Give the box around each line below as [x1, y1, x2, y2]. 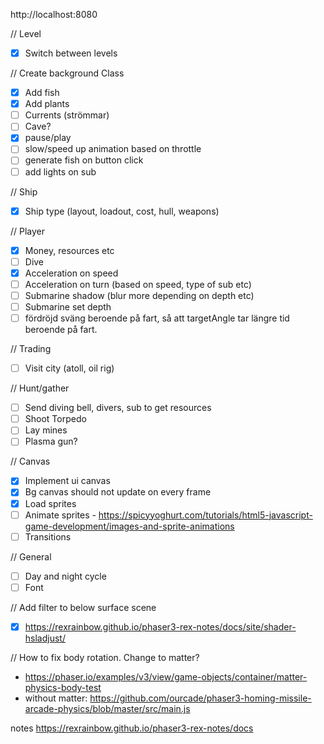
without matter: [24, 692, 88, 704]
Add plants [24, 98, 70, 110]
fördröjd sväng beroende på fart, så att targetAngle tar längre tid [24, 312, 290, 324]
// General [10, 550, 52, 563]
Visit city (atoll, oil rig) [24, 362, 115, 374]
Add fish [24, 87, 60, 99]
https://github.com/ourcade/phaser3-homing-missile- [89, 692, 312, 704]
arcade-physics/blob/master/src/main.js [24, 702, 191, 714]
